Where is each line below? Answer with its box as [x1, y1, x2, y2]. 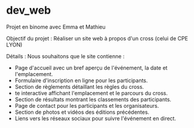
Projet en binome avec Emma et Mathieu [6, 23, 106, 30]
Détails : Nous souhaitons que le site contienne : [6, 52, 125, 60]
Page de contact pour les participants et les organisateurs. [14, 102, 159, 109]
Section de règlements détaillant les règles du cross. [14, 83, 144, 90]
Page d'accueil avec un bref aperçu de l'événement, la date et [14, 64, 168, 71]
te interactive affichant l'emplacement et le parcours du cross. [14, 89, 168, 96]
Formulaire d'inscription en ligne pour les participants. [14, 77, 148, 84]
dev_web [6, 4, 51, 17]
